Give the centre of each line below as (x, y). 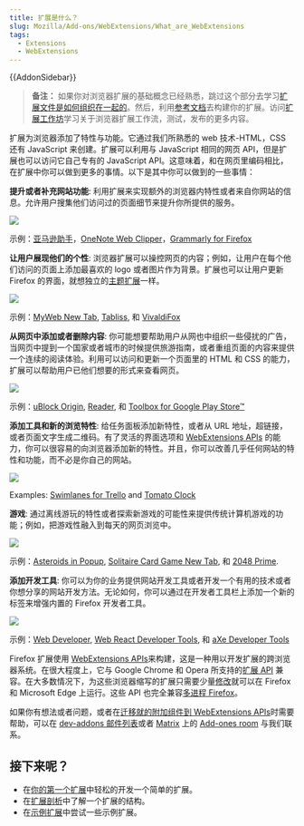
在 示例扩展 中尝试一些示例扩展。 (82, 811)
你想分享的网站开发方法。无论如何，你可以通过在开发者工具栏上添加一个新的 (152, 592)
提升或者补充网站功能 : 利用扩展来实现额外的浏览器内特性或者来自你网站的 (146, 191)
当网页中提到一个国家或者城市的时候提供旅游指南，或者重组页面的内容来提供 (152, 348)
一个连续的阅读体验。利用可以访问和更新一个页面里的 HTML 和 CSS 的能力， (152, 359)
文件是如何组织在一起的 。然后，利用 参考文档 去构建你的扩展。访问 (162, 107)
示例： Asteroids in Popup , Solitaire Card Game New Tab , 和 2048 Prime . (144, 561)
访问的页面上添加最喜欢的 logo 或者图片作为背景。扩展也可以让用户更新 (150, 269)
